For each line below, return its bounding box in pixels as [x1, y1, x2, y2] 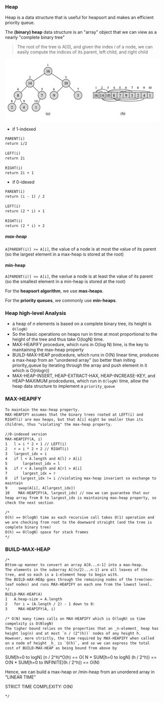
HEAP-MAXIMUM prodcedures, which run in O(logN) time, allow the [12, 378, 149, 384]
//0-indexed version [5, 432, 47, 437]
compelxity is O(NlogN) [5, 621, 54, 626]
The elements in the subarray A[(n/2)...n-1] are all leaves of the [5, 567, 148, 572]
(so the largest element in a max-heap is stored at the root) [5, 251, 124, 257]
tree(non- [134, 577, 154, 582]
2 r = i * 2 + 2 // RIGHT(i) [5, 446, 69, 451]
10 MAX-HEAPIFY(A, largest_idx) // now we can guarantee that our [5, 491, 150, 495]
